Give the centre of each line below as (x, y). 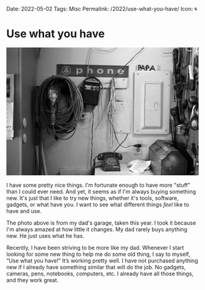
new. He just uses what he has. (45, 236)
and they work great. (33, 280)
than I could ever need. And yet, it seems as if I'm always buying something (101, 192)
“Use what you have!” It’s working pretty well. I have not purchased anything (102, 261)
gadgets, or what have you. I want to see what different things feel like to (98, 205)
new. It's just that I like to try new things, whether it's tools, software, (92, 198)
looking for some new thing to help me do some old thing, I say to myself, (98, 254)
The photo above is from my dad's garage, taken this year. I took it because (101, 223)
